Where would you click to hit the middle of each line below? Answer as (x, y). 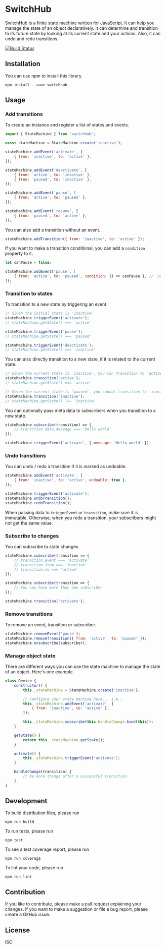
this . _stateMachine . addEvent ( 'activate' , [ (68, 704)
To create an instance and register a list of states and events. (67, 125)
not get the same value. (29, 523)
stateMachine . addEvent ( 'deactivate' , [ (46, 170)
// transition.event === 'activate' (52, 560)
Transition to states (29, 294)
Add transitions (24, 114)
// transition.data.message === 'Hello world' (63, 429)
